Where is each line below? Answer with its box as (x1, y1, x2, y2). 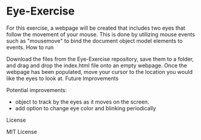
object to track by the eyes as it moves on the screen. (15, 98, 150, 105)
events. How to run (6, 44, 54, 51)
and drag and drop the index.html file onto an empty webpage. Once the (6, 62, 187, 69)
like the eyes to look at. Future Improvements (6, 75, 119, 82)
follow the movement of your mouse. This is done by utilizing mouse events (6, 30, 196, 38)
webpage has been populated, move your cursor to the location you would (6, 68, 193, 75)
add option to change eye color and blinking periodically (15, 104, 156, 112)
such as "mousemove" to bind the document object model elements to (6, 37, 183, 44)
